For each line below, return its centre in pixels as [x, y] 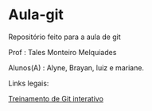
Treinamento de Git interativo [56, 98]
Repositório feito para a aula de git [64, 37]
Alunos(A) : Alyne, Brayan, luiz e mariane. [76, 67]
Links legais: [29, 83]
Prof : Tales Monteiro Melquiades [62, 52]
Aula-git [36, 15]
